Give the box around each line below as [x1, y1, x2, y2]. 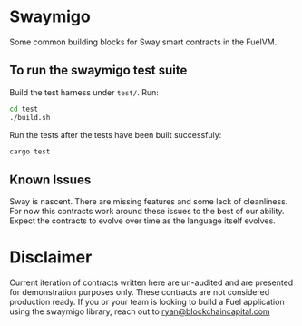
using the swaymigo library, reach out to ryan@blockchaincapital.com [9, 306, 270, 317]
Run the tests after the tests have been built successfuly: [9, 129, 222, 140]
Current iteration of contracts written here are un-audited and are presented [9, 277, 294, 288]
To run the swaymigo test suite [9, 63, 188, 78]
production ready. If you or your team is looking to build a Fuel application [9, 297, 285, 308]
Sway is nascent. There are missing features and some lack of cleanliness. [9, 196, 288, 207]
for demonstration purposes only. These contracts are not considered [9, 287, 270, 298]
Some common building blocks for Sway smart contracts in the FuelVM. [9, 36, 278, 47]
